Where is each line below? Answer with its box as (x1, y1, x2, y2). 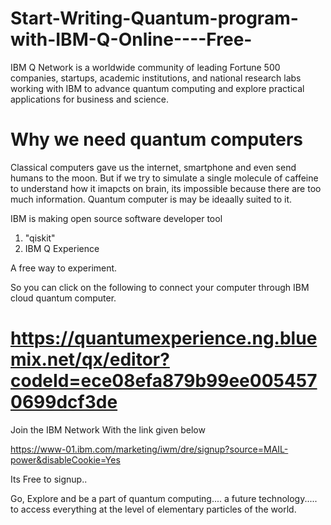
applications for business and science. (10, 93, 169, 105)
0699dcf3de (10, 391, 118, 414)
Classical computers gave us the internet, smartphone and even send (10, 161, 297, 173)
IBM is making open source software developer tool (10, 212, 223, 224)
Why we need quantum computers (10, 128, 303, 151)
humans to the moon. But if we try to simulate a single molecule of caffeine (10, 172, 319, 184)
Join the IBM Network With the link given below (10, 423, 206, 436)
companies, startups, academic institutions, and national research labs (10, 72, 302, 84)
